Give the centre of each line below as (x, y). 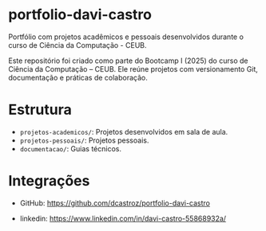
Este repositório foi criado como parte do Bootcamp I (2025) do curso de (128, 61)
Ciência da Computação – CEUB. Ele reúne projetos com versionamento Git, (133, 69)
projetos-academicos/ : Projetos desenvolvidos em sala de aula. (124, 131)
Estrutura (40, 110)
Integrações (49, 181)
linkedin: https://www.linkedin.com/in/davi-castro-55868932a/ (123, 218)
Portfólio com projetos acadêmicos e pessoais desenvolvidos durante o (126, 37)
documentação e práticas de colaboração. (78, 77)
